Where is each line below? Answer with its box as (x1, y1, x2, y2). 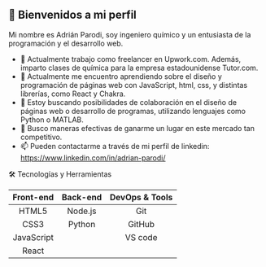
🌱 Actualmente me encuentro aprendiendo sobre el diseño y (20, 71, 222, 81)
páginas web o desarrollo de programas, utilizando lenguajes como (20, 106, 246, 116)
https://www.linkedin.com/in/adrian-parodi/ (20, 152, 166, 163)
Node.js (67, 205, 97, 217)
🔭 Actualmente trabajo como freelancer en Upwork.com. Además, (20, 54, 242, 63)
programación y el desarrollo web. (8, 38, 124, 48)
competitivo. (20, 132, 63, 142)
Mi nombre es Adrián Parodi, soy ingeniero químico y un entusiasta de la (8, 29, 251, 39)
